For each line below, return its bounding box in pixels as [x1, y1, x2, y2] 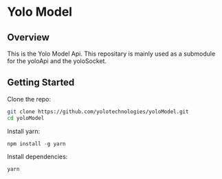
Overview [7, 32, 50, 43]
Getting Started [7, 77, 75, 88]
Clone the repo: [7, 95, 52, 103]
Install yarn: [7, 127, 41, 135]
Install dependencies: [7, 152, 68, 161]
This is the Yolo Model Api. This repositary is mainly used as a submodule [7, 49, 216, 58]
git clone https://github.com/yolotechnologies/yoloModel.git [7, 108, 189, 115]
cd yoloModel [7, 115, 45, 121]
